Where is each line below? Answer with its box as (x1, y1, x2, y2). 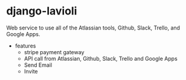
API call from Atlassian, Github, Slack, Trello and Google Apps (24, 55, 178, 62)
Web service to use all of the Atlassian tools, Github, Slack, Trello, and (6, 24, 180, 31)
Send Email (24, 61, 53, 69)
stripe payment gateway (24, 48, 85, 55)
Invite (24, 67, 38, 75)
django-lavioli (6, 4, 77, 18)
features (14, 42, 36, 49)
